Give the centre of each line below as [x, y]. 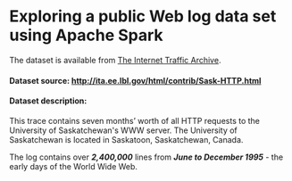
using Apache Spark [86, 35]
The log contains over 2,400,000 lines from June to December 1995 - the [146, 157]
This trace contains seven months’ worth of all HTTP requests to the [135, 120]
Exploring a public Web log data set [143, 16]
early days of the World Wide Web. [74, 166]
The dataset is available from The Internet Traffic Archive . [115, 60]
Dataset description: [48, 101]
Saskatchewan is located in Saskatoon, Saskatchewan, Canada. [126, 139]
